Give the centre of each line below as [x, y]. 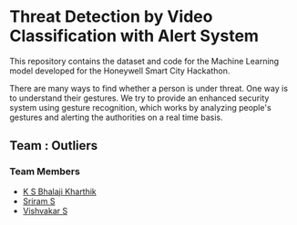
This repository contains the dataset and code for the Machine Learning [144, 61]
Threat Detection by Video [111, 17]
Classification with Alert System [134, 36]
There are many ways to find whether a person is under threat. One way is [149, 88]
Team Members [45, 171]
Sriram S [39, 201]
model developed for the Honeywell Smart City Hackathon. [120, 71]
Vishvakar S [45, 210]
